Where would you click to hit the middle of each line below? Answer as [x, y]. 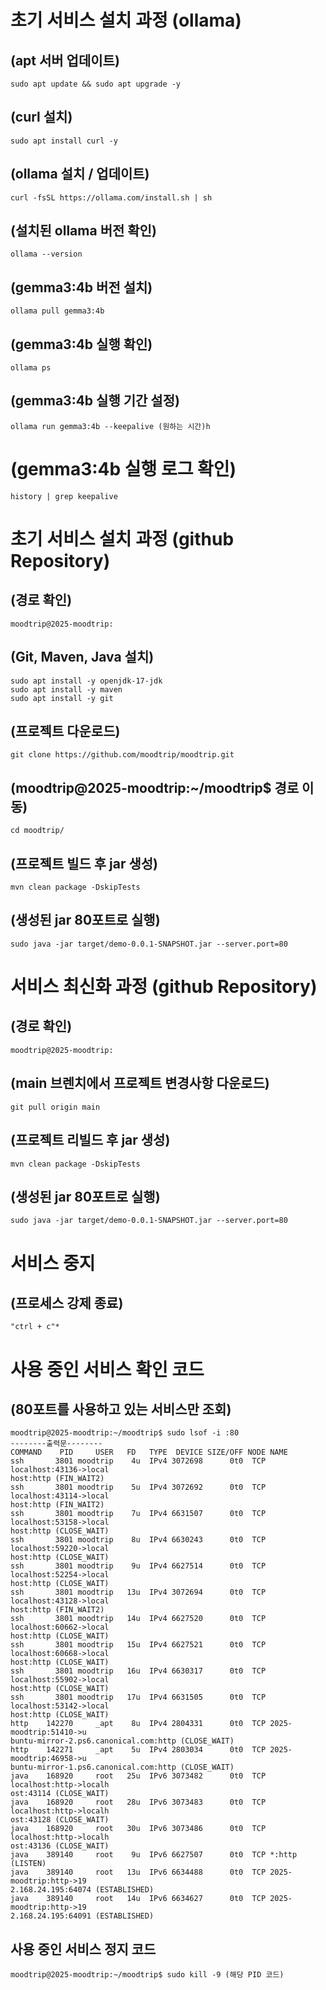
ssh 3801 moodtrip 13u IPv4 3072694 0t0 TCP [138, 1592]
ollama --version [46, 254]
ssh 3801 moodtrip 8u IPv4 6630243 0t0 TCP [138, 1540]
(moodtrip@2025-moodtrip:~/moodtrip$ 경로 [155, 787]
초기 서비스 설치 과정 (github [122, 539]
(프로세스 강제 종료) [67, 1302]
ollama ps [31, 368]
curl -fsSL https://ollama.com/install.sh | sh [111, 197]
